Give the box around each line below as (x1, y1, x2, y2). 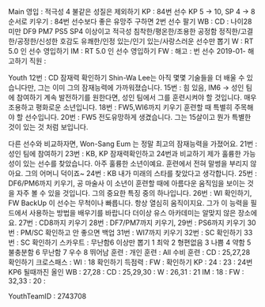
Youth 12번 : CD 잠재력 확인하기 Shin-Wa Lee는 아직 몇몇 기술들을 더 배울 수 (8, 73, 245, 82)
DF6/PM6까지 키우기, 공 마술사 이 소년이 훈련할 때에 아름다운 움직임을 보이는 (8, 178, 246, 188)
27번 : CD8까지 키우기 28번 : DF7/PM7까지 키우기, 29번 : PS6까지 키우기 (18, 218, 246, 227)
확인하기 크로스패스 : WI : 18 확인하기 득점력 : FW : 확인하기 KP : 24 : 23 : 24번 (8, 257, 253, 267)
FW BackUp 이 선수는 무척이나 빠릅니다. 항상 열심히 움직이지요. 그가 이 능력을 (8, 198, 249, 208)
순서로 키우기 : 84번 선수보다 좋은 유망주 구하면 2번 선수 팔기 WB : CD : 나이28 (8, 17, 252, 26)
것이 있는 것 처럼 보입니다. (8, 122, 89, 132)
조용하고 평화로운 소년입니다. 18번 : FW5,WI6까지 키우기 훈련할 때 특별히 (8, 103, 233, 112)
